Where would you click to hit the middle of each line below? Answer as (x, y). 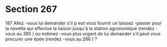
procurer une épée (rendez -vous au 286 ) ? (51, 39)
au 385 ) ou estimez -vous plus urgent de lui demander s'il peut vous (89, 33)
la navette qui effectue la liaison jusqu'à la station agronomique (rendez (80, 28)
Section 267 (31, 9)
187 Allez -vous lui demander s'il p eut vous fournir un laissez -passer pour (83, 23)
